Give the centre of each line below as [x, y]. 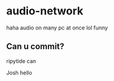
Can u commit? [35, 46]
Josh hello [19, 73]
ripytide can [21, 61]
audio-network [45, 11]
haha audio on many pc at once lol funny [57, 28]
